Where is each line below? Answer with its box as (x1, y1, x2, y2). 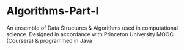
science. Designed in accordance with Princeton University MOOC (6, 30, 174, 37)
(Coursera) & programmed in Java (6, 37, 92, 44)
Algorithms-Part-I (6, 4, 99, 18)
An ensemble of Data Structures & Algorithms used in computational (6, 24, 178, 31)
